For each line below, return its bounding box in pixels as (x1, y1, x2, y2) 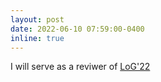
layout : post (10, 14, 65, 25)
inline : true (10, 33, 65, 43)
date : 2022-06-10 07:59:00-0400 (10, 24, 145, 34)
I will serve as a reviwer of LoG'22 (10, 61, 151, 73)
